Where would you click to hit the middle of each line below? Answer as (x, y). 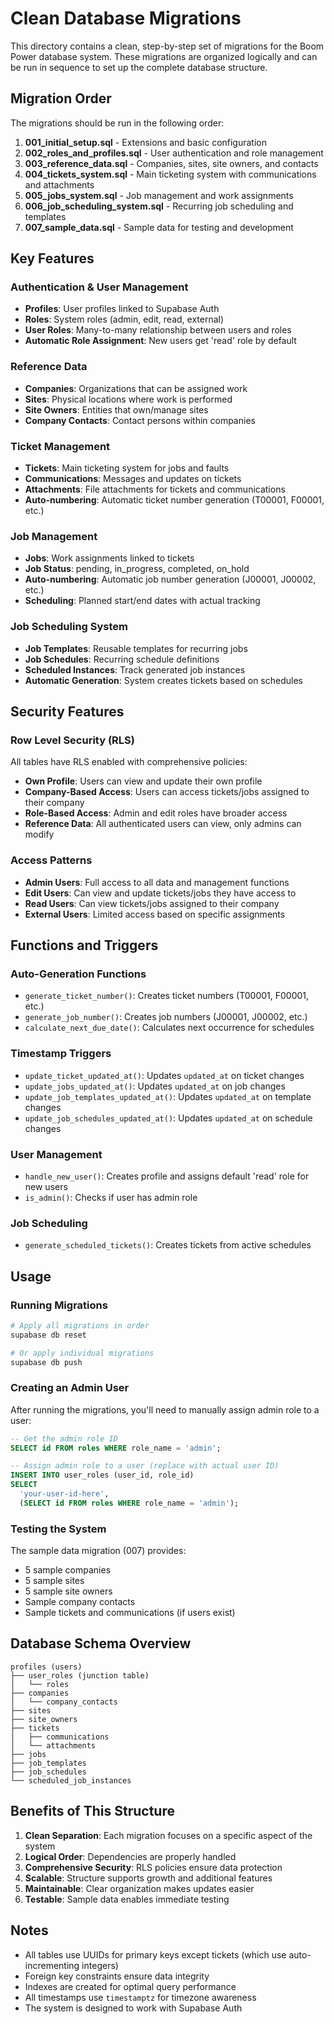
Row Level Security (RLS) (72, 740)
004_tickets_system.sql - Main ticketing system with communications (170, 174)
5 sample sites (54, 1581)
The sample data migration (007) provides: (98, 1551)
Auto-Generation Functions (78, 974)
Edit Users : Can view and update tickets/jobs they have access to (160, 893)
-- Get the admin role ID (64, 1438)
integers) (100, 1965)
